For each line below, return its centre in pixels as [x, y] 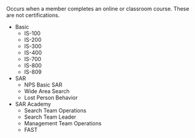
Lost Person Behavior [51, 97]
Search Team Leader [50, 117]
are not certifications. [33, 15]
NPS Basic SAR [43, 85]
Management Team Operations [63, 123]
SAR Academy [33, 104]
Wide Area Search [47, 91]
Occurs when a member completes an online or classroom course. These [98, 9]
